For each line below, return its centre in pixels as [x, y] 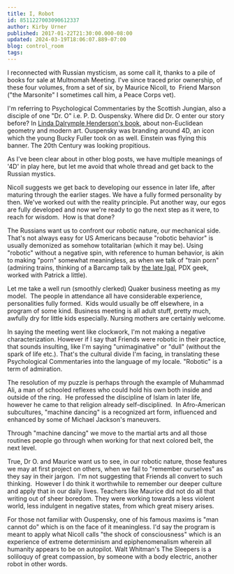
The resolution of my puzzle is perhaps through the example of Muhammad [116, 382]
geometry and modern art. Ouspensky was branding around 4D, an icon [111, 131]
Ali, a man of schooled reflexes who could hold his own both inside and [110, 390]
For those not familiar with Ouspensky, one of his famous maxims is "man [113, 519]
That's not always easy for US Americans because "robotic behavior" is [110, 237]
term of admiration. [35, 369]
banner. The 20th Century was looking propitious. [79, 145]
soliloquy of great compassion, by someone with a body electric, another [112, 557]
